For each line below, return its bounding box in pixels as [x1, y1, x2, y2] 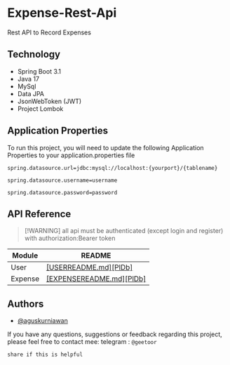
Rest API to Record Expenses [7, 28, 91, 36]
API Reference [7, 208, 72, 220]
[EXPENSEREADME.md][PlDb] [46, 274, 147, 284]
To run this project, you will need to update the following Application [7, 143, 205, 152]
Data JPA [17, 89, 44, 98]
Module [12, 251, 39, 260]
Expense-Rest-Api [7, 5, 117, 21]
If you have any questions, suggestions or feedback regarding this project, [7, 330, 222, 338]
